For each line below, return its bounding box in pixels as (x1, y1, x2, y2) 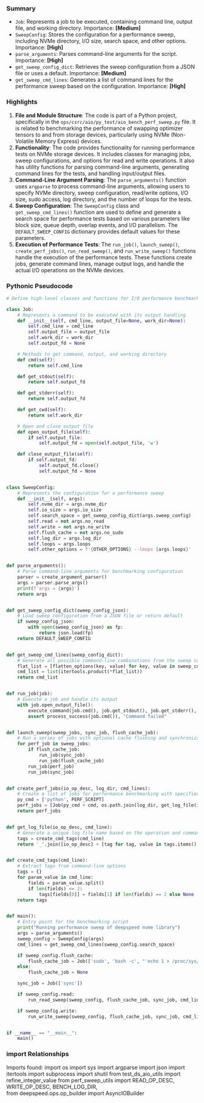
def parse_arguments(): (6, 563, 67, 569)
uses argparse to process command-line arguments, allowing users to (15, 182, 190, 190)
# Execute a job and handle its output (17, 697, 118, 703)
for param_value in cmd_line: (17, 875, 94, 881)
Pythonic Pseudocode (6, 281, 73, 290)
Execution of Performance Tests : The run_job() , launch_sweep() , (15, 241, 180, 248)
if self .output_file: (28, 434, 83, 441)
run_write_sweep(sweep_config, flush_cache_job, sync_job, (28, 1013, 181, 1020)
